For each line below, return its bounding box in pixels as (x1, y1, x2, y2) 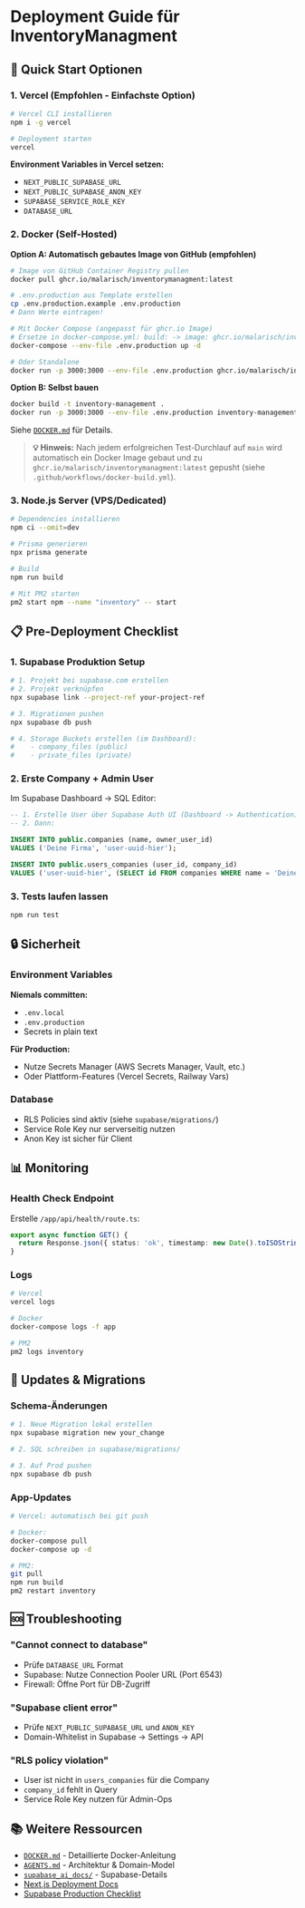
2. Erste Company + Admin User (10, 772, 155, 785)
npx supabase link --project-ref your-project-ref (10, 692, 205, 702)
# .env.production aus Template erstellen (10, 291, 173, 300)
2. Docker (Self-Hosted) (10, 228, 118, 241)
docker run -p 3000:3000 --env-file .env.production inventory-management (10, 408, 299, 418)
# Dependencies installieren (10, 515, 120, 524)
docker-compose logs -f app (10, 1322, 117, 1332)
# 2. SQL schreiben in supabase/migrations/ (10, 1445, 181, 1454)
